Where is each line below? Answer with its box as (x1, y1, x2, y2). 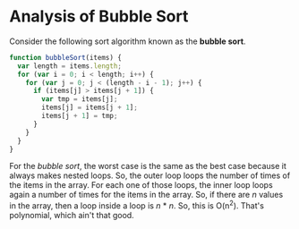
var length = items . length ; (17, 61, 123, 71)
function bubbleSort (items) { (9, 53, 123, 62)
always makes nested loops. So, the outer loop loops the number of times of (9, 170, 291, 181)
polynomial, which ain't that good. (9, 210, 134, 221)
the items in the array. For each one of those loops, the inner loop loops (9, 180, 273, 191)
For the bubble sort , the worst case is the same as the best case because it (9, 161, 286, 172)
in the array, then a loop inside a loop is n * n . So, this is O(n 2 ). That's (9, 199, 264, 211)
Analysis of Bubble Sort (9, 6, 189, 27)
